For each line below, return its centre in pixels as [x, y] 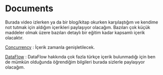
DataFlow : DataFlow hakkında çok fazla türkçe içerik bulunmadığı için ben [80, 56]
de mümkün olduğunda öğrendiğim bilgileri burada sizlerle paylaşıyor [75, 62]
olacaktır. [14, 38]
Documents [29, 9]
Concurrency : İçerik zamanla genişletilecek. [50, 47]
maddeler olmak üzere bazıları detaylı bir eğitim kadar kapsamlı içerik [75, 32]
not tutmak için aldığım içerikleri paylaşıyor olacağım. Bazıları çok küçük [78, 27]
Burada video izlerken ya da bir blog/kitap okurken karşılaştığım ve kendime [82, 22]
